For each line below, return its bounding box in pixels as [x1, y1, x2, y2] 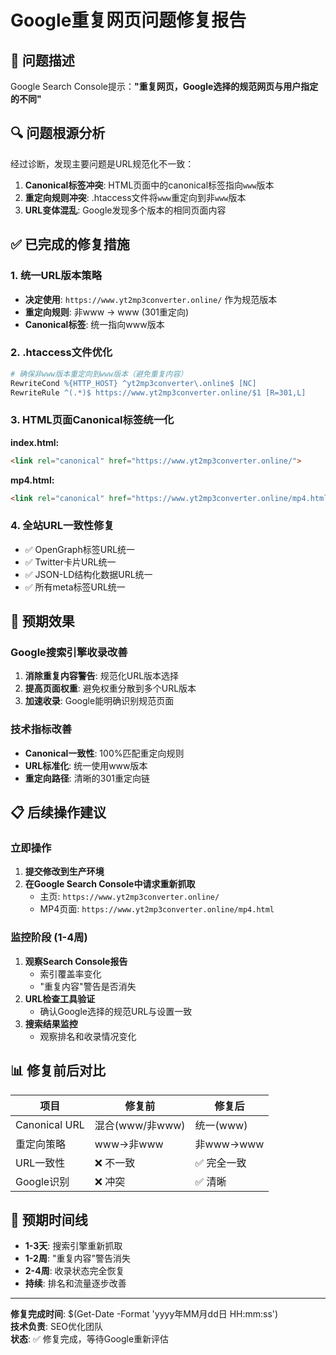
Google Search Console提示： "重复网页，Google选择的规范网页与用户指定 [10, 81, 319, 92]
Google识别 [15, 1174, 70, 1188]
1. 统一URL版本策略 [10, 269, 103, 283]
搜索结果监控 [24, 1017, 78, 1030]
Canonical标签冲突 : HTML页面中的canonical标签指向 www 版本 [24, 179, 275, 191]
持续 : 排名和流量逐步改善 [24, 1277, 127, 1290]
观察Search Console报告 [24, 955, 128, 967]
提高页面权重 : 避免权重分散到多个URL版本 [24, 682, 197, 695]
